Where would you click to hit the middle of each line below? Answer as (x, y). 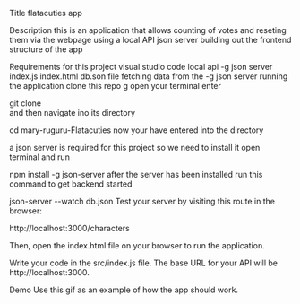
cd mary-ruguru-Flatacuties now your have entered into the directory (137, 130)
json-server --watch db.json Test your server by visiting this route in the (142, 201)
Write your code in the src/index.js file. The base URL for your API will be (144, 263)
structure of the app (46, 49)
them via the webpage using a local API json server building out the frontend (150, 40)
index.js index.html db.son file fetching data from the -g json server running (149, 76)
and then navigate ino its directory (73, 113)
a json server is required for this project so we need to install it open (135, 148)
